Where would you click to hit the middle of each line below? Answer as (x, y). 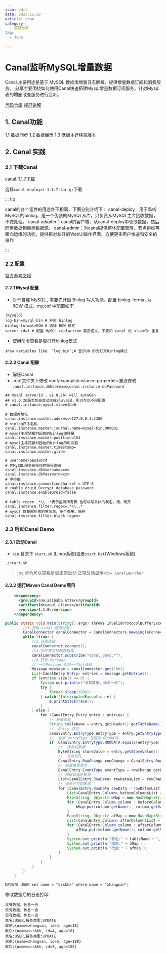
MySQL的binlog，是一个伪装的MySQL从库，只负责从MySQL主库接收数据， (82, 216)
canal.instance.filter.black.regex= (43, 516)
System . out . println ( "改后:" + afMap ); (107, 848)
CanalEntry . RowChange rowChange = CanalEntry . (107, 761)
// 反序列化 (70, 756)
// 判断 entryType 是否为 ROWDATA (84, 738)
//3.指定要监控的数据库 (53, 651)
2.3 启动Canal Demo (30, 529)
